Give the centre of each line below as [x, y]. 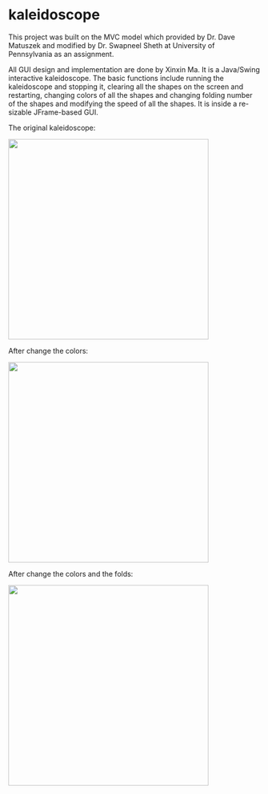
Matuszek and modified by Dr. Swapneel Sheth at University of [112, 45]
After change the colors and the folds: [71, 573]
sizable [20, 112]
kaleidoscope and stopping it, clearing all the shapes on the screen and [126, 87]
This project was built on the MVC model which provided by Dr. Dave [122, 37]
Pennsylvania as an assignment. [61, 54]
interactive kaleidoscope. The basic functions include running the [116, 78]
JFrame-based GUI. [66, 112]
